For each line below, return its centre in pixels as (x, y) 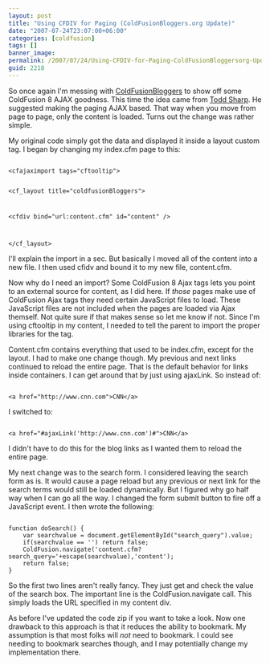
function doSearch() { (46, 528)
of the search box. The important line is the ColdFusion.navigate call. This (130, 594)
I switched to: (31, 412)
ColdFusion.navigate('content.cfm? (82, 550)
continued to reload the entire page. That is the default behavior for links (129, 367)
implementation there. (45, 652)
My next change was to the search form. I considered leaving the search (129, 473)
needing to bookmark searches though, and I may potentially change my (128, 644)
